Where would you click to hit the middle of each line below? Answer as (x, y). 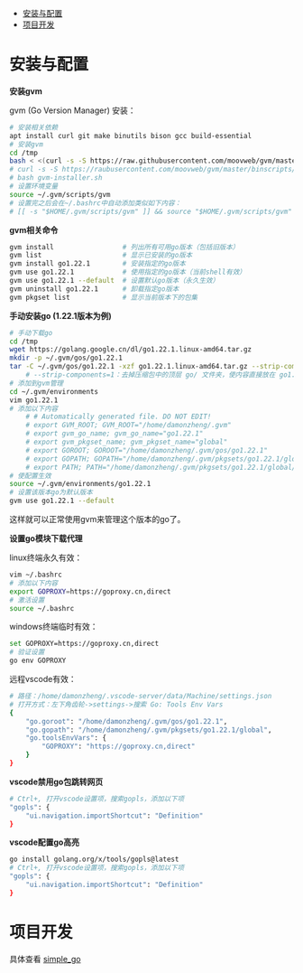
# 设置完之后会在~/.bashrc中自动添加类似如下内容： (96, 203)
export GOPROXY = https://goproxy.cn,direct (90, 591)
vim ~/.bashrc (36, 575)
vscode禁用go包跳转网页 (56, 781)
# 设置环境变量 (34, 187)
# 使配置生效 (30, 476)
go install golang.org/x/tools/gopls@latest (94, 860)
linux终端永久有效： (46, 557)
